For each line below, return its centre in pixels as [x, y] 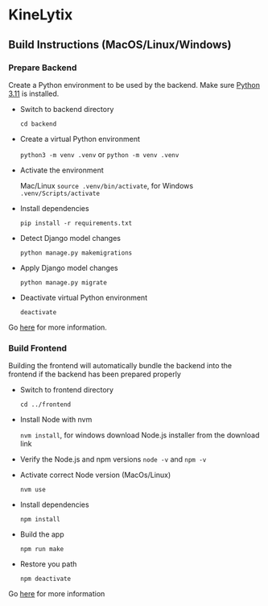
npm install [40, 520]
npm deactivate [45, 579]
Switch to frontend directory [67, 390]
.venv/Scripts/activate [60, 193]
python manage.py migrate [63, 282]
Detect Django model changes [70, 238]
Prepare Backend [43, 68]
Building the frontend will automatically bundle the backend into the [120, 366]
